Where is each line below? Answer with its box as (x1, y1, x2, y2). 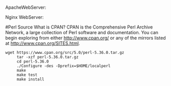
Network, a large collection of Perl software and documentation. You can (5, 30, 159, 35)
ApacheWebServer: (5, 5, 46, 10)
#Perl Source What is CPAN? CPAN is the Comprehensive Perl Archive (5, 24, 153, 30)
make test (16, 72, 38, 77)
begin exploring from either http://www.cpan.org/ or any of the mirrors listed (5, 35, 166, 41)
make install (16, 77, 44, 82)
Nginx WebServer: (5, 14, 44, 20)
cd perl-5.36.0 (16, 59, 50, 64)
